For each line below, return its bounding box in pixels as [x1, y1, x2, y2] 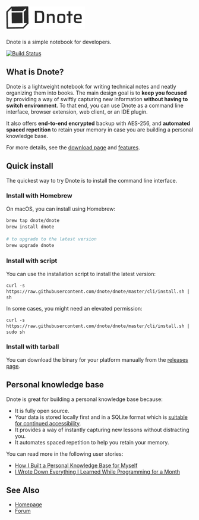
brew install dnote [6, 224, 55, 230]
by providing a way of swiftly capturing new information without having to [6, 95, 188, 102]
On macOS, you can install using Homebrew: [6, 205, 116, 212]
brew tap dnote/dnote [6, 217, 60, 223]
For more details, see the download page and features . [6, 143, 141, 151]
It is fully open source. [14, 407, 70, 414]
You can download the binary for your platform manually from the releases [6, 356, 188, 363]
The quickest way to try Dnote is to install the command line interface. [6, 177, 178, 184]
